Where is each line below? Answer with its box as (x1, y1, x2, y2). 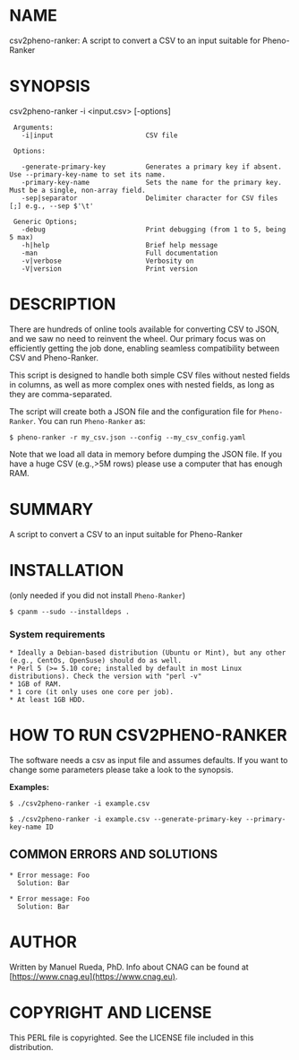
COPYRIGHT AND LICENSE (9, 1002, 212, 1022)
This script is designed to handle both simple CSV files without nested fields (9, 369, 291, 380)
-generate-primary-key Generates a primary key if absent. (21, 162, 282, 171)
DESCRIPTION (9, 294, 116, 315)
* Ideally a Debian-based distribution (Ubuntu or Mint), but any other (9, 647, 286, 657)
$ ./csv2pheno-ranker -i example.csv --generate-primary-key (9, 814, 243, 823)
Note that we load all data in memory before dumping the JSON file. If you (9, 448, 283, 459)
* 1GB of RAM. (9, 679, 63, 689)
